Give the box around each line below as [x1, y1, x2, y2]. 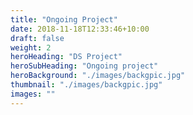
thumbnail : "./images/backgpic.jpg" [10, 80, 163, 90]
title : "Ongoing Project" [10, 14, 118, 25]
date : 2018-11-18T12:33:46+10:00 [10, 24, 150, 34]
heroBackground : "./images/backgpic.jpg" [10, 71, 186, 81]
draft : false [10, 33, 65, 43]
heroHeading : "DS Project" [10, 52, 123, 62]
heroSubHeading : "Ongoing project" [10, 61, 159, 71]
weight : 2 [10, 42, 52, 53]
